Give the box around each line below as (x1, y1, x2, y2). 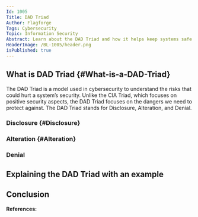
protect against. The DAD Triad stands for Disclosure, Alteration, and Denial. (6, 104, 192, 111)
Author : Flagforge (6, 20, 52, 26)
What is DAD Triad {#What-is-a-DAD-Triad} (6, 70, 171, 80)
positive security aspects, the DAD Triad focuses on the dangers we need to (6, 98, 193, 105)
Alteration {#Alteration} (6, 135, 76, 143)
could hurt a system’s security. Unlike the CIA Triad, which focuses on (6, 92, 177, 99)
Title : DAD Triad (6, 14, 49, 20)
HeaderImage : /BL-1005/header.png (6, 42, 92, 48)
